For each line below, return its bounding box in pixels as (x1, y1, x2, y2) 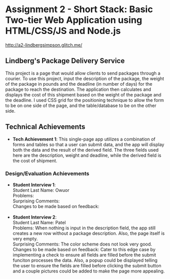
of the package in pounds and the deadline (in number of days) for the (5, 81, 153, 87)
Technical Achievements (5, 123, 85, 131)
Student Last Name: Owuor (12, 187, 70, 193)
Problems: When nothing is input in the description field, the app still (12, 225, 156, 231)
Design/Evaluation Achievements (5, 170, 90, 177)
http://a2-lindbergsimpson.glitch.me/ (5, 42, 83, 48)
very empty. (12, 235, 38, 241)
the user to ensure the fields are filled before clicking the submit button (12, 262, 161, 268)
